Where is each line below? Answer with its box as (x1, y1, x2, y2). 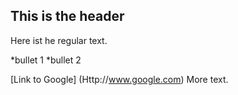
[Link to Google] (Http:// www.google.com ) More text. (10, 73, 229, 85)
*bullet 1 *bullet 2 (10, 54, 82, 66)
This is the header (10, 8, 125, 25)
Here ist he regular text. (10, 34, 108, 46)
